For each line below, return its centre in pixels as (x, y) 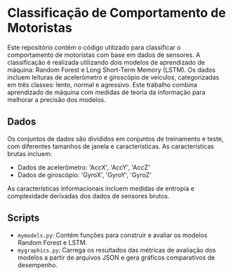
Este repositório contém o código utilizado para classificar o (94, 47)
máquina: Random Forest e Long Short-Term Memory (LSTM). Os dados (112, 70)
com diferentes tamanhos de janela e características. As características (111, 146)
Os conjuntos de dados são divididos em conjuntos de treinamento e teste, (115, 139)
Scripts (24, 218)
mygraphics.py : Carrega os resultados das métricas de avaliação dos (116, 250)
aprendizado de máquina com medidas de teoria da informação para (106, 92)
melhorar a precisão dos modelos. (57, 99)
